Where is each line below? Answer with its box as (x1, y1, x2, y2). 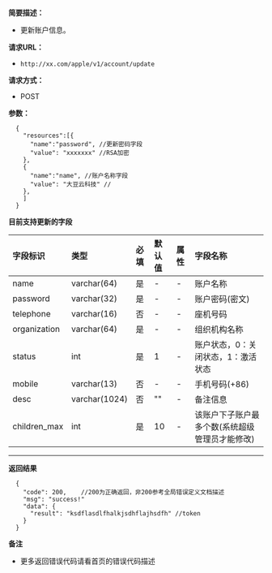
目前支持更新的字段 (8, 217, 73, 226)
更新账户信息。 (19, 25, 70, 35)
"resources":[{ (23, 131, 74, 140)
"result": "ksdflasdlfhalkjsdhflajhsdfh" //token (29, 510, 201, 518)
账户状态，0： (193, 339, 249, 350)
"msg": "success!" (23, 495, 85, 503)
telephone (12, 308, 51, 319)
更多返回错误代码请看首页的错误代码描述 (19, 556, 155, 566)
